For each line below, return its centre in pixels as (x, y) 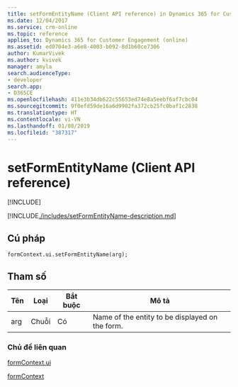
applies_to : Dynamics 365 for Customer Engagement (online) (98, 40)
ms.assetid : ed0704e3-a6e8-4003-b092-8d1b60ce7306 (84, 47)
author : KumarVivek (36, 54)
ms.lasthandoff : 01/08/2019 (49, 126)
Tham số (27, 276)
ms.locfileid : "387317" (42, 133)
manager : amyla (30, 67)
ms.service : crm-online (42, 27)
